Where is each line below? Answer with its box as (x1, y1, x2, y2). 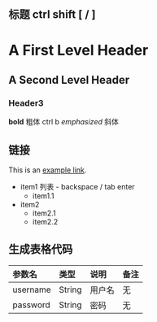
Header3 (8, 97, 44, 108)
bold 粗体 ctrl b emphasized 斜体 (8, 117, 120, 127)
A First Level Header (8, 41, 149, 59)
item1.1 (32, 191, 55, 201)
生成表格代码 (8, 242, 73, 256)
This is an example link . (8, 165, 87, 175)
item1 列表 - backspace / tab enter (20, 182, 136, 192)
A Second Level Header (8, 72, 130, 87)
